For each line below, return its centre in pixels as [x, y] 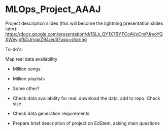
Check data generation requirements [51, 113]
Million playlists [29, 78]
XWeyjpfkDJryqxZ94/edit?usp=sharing [46, 39]
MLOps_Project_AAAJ [53, 9]
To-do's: [14, 49]
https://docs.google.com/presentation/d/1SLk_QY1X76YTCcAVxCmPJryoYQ [84, 34]
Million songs [26, 69]
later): [11, 28]
